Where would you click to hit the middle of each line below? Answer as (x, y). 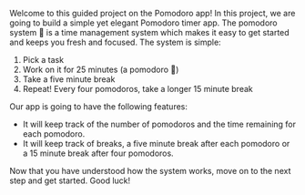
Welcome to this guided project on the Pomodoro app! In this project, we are (152, 13)
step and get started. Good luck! (70, 180)
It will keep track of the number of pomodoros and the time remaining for (159, 124)
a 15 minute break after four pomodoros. (98, 153)
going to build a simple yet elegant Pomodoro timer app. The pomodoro (143, 23)
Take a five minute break (69, 79)
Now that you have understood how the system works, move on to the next (150, 171)
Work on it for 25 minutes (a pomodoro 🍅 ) (101, 69)
